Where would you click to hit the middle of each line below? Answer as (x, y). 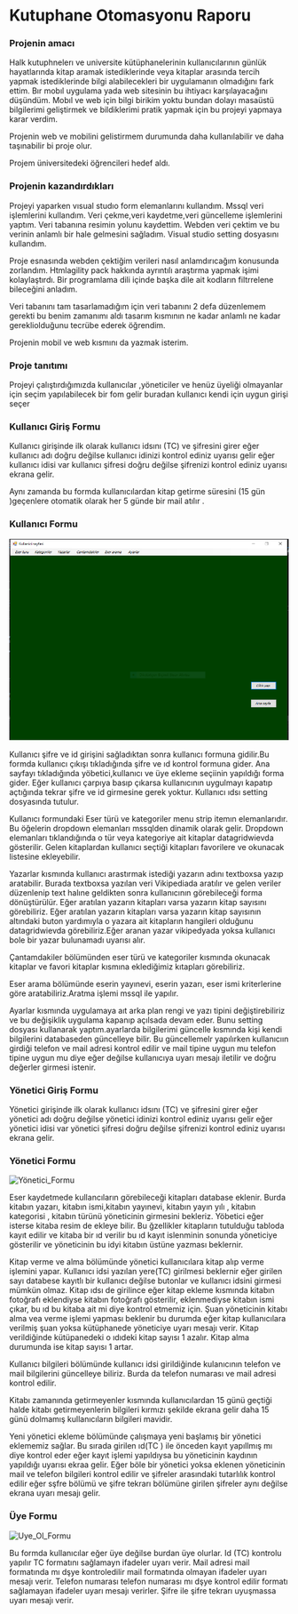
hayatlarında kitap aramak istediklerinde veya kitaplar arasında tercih (134, 72)
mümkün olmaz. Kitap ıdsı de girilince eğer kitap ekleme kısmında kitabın (142, 1290)
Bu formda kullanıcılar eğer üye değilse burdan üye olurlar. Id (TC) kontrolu (145, 1553)
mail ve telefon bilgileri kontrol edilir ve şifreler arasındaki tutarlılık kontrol (142, 1474)
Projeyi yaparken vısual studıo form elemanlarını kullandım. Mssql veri (137, 205)
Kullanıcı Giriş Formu (55, 426)
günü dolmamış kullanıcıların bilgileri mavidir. (91, 1419)
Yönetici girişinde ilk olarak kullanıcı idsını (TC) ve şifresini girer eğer (134, 1110)
